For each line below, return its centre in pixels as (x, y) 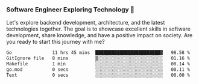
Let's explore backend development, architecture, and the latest (86, 23)
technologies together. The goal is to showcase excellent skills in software (99, 29)
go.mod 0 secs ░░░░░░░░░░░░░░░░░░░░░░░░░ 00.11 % (98, 69)
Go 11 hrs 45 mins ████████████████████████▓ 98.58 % (98, 53)
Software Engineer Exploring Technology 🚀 (70, 10)
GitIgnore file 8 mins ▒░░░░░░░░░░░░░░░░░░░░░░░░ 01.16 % (98, 58)
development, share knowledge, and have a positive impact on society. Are (99, 35)
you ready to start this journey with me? (55, 42)
